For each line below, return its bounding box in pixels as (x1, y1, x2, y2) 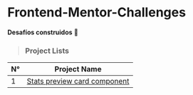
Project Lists (24, 46, 70, 56)
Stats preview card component (26, 76, 130, 86)
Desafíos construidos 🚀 (7, 28, 78, 36)
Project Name (54, 64, 102, 74)
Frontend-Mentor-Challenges (7, 4, 187, 21)
